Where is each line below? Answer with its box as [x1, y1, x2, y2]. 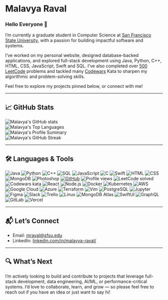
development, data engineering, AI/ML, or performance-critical [17, 278, 147, 285]
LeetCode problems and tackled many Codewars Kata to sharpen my [5, 68, 147, 74]
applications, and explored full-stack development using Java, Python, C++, [5, 58, 162, 64]
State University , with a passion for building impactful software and [5, 37, 143, 43]
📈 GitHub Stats [5, 103, 54, 111]
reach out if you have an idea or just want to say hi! [5, 289, 110, 295]
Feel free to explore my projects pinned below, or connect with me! [5, 83, 143, 89]
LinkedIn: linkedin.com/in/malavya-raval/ [12, 238, 96, 244]
